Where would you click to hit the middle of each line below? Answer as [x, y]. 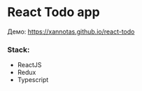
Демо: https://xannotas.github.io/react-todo [71, 31]
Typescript [33, 80]
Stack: [19, 50]
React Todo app [54, 12]
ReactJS [29, 65]
